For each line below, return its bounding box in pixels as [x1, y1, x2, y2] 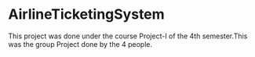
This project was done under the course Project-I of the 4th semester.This [8, 31, 248, 41]
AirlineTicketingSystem [8, 5, 165, 23]
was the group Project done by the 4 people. [8, 39, 153, 48]
